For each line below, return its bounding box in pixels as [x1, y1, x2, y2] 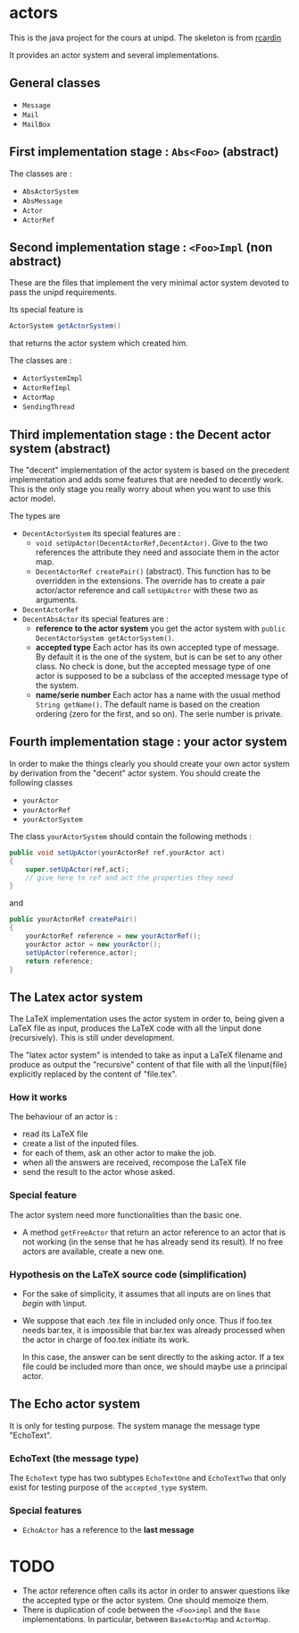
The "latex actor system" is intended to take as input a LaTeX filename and [9, 1050, 283, 1060]
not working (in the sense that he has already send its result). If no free [21, 1236, 284, 1246]
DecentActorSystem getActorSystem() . [35, 633, 175, 643]
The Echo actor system [9, 1397, 141, 1412]
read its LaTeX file [21, 1128, 88, 1139]
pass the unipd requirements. [9, 287, 118, 298]
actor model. [9, 493, 56, 504]
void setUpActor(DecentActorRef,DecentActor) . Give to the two [35, 538, 269, 549]
